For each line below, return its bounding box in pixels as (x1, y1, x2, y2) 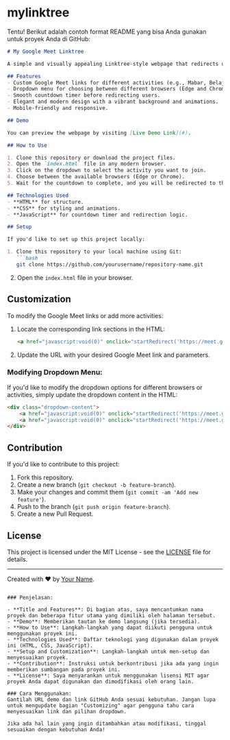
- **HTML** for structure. (7, 198, 84, 205)
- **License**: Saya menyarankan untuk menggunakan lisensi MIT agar (7, 672, 210, 679)
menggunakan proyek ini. (7, 630, 78, 637)
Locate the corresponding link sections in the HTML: (16, 324, 166, 333)
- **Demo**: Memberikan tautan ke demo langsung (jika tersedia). (7, 618, 201, 625)
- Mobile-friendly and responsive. (7, 105, 109, 112)
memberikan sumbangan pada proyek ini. (7, 666, 121, 673)
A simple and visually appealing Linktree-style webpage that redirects (7, 60, 219, 67)
